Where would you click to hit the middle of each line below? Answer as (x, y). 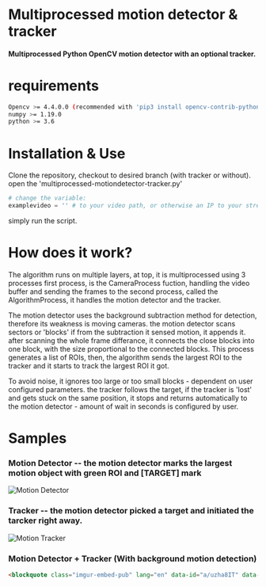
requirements (53, 86)
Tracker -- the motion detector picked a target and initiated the (131, 511)
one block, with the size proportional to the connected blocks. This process (131, 349)
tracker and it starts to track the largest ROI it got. (89, 365)
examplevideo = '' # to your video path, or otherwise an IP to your (125, 206)
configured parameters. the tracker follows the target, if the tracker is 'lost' (130, 389)
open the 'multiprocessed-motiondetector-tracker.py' (95, 184)
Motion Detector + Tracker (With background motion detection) (133, 558)
